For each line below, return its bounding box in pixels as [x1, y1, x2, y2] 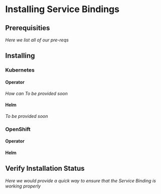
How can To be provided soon [5, 90, 68, 96]
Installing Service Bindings [5, 4, 120, 15]
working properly [5, 183, 41, 189]
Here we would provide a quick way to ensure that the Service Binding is [5, 177, 156, 183]
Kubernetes [5, 67, 35, 74]
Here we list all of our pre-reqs [5, 37, 69, 43]
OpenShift [5, 125, 31, 133]
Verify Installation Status [5, 164, 85, 173]
